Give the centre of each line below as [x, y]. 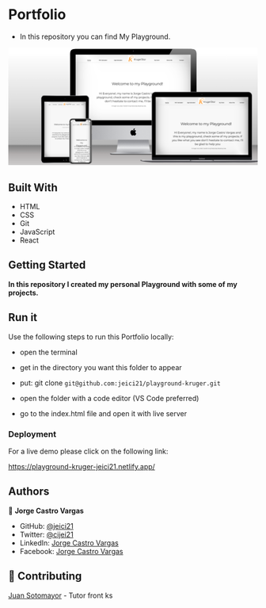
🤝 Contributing [45, 576]
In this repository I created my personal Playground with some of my [123, 284]
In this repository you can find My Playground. [95, 36]
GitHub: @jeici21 [46, 526]
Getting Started [47, 265]
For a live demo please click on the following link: [88, 451]
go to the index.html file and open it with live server [103, 413]
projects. [23, 293]
